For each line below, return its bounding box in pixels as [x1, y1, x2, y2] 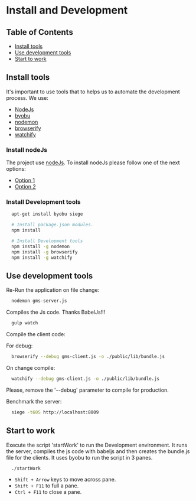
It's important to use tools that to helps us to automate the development [6, 88, 180, 95]
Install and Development [6, 4, 128, 17]
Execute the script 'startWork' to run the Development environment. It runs [6, 441, 188, 448]
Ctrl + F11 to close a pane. [14, 489, 82, 496]
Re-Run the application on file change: [6, 287, 100, 294]
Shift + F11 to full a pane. [14, 482, 79, 489]
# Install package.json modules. [11, 222, 94, 228]
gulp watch [11, 320, 38, 326]
